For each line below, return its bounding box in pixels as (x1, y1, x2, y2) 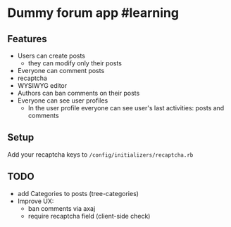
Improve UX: (17, 197, 54, 205)
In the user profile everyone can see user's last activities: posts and (27, 104, 225, 112)
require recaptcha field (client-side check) (27, 212, 151, 220)
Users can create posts (17, 51, 86, 60)
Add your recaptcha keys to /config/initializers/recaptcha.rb (7, 150, 194, 159)
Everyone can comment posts (17, 67, 105, 74)
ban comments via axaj (27, 204, 96, 212)
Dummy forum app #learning (7, 5, 180, 21)
